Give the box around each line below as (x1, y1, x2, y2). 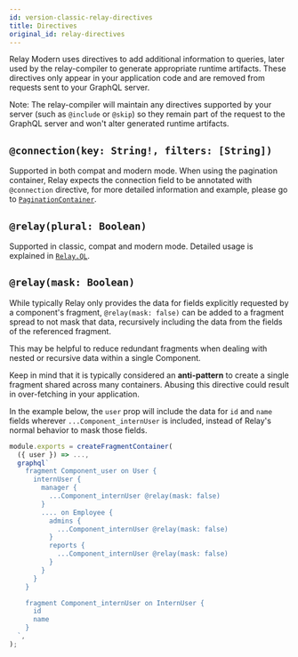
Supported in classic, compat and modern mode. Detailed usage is (9, 241, 254, 252)
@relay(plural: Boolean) (9, 220, 148, 232)
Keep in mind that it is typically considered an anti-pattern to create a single (9, 370, 289, 381)
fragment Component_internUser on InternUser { (25, 598, 205, 607)
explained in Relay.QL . (9, 251, 91, 260)
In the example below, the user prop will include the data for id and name (9, 405, 273, 416)
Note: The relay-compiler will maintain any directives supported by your (9, 100, 272, 110)
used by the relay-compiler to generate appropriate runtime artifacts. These (9, 63, 286, 74)
